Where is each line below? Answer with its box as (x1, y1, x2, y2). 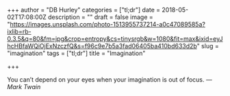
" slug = (196, 42, 219, 50)
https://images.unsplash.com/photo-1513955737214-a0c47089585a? (10, 20, 205, 28)
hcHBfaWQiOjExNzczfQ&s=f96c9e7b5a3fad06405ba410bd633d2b (7, 42, 197, 50)
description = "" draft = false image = (47, 13, 154, 21)
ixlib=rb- (7, 27, 32, 35)
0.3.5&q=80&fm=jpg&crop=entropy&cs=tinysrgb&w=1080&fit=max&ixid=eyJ (7, 35, 223, 43)
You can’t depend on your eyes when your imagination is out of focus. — (7, 76, 212, 84)
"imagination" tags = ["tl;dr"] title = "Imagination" (7, 49, 146, 57)
